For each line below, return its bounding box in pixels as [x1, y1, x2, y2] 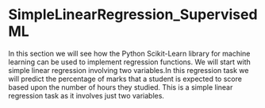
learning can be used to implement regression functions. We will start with [8, 57, 252, 67]
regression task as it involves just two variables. [8, 91, 165, 100]
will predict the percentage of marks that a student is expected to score [8, 74, 242, 83]
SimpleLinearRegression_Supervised [8, 6, 258, 24]
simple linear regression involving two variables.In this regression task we [8, 65, 249, 75]
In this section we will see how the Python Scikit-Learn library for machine [8, 48, 251, 58]
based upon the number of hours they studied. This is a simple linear [8, 82, 233, 92]
